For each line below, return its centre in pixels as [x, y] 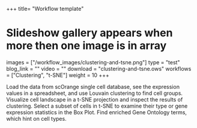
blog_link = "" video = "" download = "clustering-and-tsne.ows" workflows [99, 69]
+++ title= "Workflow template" [45, 9]
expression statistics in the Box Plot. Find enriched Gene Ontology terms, [97, 112]
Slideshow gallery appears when [89, 33]
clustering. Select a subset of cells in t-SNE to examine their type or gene [97, 106]
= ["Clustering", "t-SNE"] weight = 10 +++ [58, 75]
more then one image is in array [86, 46]
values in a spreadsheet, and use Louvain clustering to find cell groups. [95, 93]
